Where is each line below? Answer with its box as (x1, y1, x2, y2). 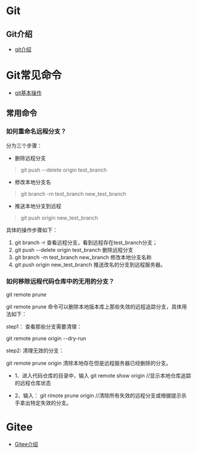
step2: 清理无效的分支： (6, 347, 65, 354)
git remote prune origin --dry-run (6, 334, 86, 342)
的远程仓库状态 (14, 379, 51, 386)
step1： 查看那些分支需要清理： (6, 323, 82, 330)
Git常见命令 (6, 69, 62, 82)
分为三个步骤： (6, 142, 42, 149)
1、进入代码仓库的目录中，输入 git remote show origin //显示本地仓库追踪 (14, 372, 191, 379)
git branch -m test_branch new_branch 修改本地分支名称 (14, 254, 152, 261)
